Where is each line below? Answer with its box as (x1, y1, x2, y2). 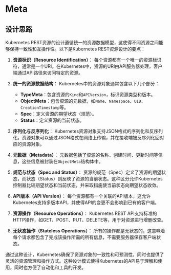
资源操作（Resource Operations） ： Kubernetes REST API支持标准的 (12, 210, 157, 216)
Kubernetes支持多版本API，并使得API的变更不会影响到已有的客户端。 (12, 199, 160, 206)
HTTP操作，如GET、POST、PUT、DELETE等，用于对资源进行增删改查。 (12, 217, 166, 223)
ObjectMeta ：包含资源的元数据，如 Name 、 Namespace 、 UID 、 (20, 98, 146, 104)
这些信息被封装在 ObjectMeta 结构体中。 (22, 158, 103, 164)
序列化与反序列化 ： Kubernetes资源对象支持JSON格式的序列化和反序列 (12, 128, 163, 134)
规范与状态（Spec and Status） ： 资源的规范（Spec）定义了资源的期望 (12, 169, 162, 175)
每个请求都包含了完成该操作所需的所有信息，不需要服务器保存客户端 (12, 234, 157, 240)
